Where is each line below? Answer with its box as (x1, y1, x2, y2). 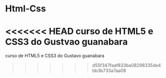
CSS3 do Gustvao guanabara (5, 36, 128, 48)
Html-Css (5, 3, 46, 14)
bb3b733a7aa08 (92, 68, 126, 74)
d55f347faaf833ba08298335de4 (92, 63, 161, 69)
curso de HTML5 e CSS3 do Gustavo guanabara (5, 53, 104, 59)
